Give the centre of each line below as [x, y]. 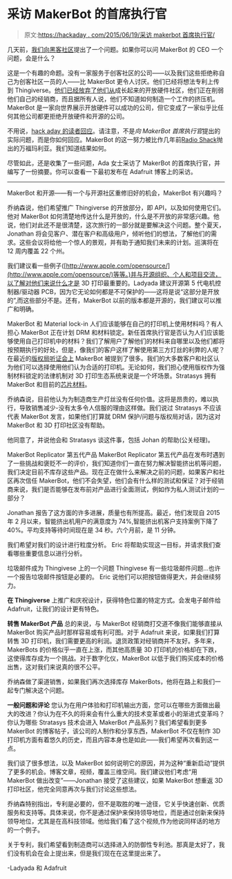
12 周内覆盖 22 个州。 [38, 251]
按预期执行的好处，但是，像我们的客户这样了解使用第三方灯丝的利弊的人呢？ [116, 349]
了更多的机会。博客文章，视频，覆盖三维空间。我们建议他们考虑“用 [103, 772]
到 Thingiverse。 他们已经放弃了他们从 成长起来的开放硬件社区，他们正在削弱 [116, 90]
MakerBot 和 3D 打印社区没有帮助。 [58, 425]
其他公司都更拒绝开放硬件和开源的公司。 [70, 116]
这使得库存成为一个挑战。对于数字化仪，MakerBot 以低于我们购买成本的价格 [116, 658]
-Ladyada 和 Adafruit [37, 868]
